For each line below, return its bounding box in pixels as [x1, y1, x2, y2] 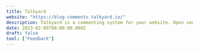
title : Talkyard [6, 8, 46, 15]
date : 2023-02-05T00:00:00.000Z [6, 25, 86, 31]
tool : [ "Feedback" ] [6, 36, 54, 42]
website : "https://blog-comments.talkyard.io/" [6, 14, 126, 20]
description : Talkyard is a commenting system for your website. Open [6, 19, 184, 25]
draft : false [6, 30, 38, 36]
